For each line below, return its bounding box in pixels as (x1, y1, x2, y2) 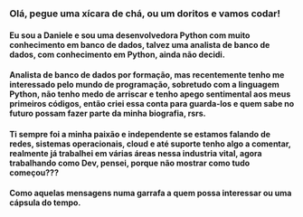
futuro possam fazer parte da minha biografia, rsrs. (9, 108, 206, 119)
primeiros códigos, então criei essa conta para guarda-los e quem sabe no (9, 99, 295, 109)
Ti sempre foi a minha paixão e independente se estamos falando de (9, 128, 271, 139)
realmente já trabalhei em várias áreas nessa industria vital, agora (9, 147, 262, 158)
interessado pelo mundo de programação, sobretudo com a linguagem (9, 80, 279, 90)
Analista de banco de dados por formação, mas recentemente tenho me (9, 70, 285, 80)
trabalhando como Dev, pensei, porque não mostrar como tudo (9, 157, 251, 168)
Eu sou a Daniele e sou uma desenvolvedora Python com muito (9, 30, 251, 41)
